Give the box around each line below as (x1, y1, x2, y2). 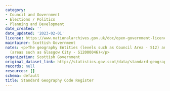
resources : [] (5, 69, 35, 74)
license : (5, 36, 24, 41)
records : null (5, 64, 35, 69)
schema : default (5, 73, 39, 78)
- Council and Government (5, 12, 60, 17)
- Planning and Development (5, 21, 65, 27)
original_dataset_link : (5, 59, 56, 64)
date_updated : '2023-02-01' (5, 31, 65, 36)
